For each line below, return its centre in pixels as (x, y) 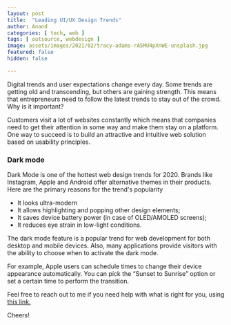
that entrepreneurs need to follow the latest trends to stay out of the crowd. (114, 99)
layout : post (26, 13)
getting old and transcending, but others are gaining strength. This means (112, 91)
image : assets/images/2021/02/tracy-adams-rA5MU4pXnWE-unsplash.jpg (108, 46)
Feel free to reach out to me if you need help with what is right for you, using (116, 295)
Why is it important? (36, 106)
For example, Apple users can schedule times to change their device (104, 266)
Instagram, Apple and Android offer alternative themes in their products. (109, 182)
